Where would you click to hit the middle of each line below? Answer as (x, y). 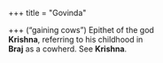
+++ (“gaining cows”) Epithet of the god (81, 30)
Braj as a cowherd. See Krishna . (68, 49)
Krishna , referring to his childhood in (76, 39)
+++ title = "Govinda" (47, 13)
